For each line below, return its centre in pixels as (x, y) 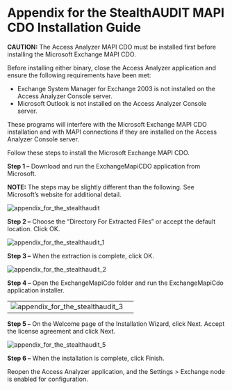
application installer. (36, 290)
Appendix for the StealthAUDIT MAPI (116, 13)
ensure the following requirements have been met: (79, 75)
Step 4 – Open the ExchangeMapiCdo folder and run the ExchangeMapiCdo (115, 283)
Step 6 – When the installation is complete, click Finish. (86, 358)
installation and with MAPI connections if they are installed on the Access (112, 132)
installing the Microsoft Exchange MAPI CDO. (72, 54)
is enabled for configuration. (48, 379)
